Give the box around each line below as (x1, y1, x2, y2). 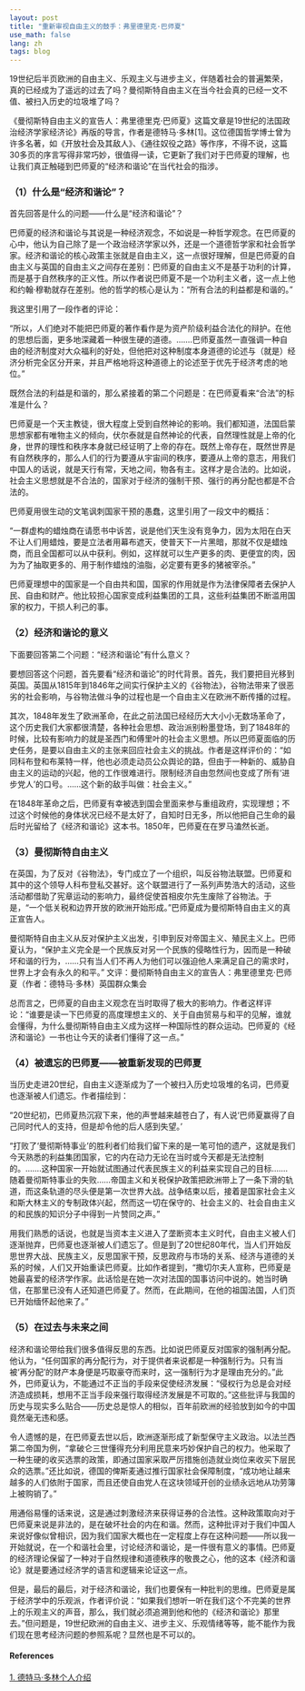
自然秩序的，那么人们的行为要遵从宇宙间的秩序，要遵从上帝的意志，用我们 (16, 452, 296, 464)
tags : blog (9, 47, 51, 56)
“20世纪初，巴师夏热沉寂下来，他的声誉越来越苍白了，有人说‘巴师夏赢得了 (9, 1110, 288, 1121)
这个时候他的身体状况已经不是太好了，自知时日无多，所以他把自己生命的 (16, 809, 288, 820)
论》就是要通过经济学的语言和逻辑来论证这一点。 (9, 1564, 192, 1575)
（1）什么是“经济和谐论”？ (9, 186, 126, 198)
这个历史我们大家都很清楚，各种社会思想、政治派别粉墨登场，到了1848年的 (9, 721, 290, 732)
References (9, 1650, 54, 1661)
